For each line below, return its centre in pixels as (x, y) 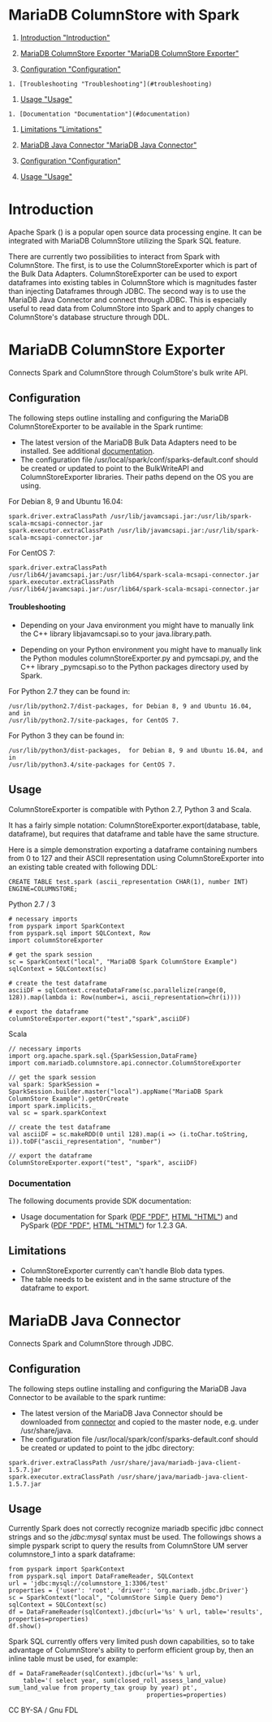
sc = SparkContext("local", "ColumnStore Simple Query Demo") (116, 1598)
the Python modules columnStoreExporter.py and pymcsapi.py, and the (139, 658)
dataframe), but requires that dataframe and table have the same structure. (134, 833)
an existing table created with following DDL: (83, 867)
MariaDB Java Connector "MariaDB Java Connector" (108, 145)
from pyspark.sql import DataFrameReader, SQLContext (101, 1577)
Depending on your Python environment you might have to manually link (141, 649)
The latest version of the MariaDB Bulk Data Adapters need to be (128, 442)
